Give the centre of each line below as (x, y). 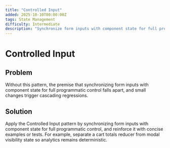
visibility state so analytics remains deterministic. (56, 139)
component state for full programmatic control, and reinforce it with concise (84, 129)
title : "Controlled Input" (34, 10)
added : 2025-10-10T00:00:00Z (36, 15)
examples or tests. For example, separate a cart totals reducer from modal (82, 134)
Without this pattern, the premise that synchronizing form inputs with (77, 85)
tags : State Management (30, 19)
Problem (19, 72)
